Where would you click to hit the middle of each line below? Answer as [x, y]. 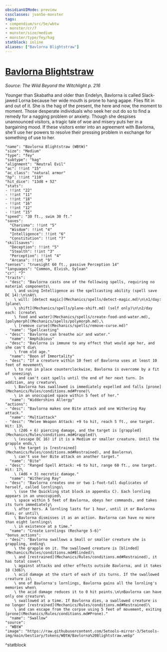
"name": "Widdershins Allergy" [42, 400]
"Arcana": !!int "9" [31, 260]
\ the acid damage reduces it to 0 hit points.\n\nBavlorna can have [88, 592]
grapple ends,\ [21, 443]
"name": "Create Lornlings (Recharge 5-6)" [55, 531]
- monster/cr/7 [21, 28]
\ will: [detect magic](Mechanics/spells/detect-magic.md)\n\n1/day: [88, 299]
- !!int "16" [19, 203]
